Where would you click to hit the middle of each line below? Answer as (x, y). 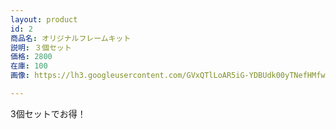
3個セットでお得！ (48, 113)
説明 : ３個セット (41, 47)
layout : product (44, 19)
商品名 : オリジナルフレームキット (71, 38)
